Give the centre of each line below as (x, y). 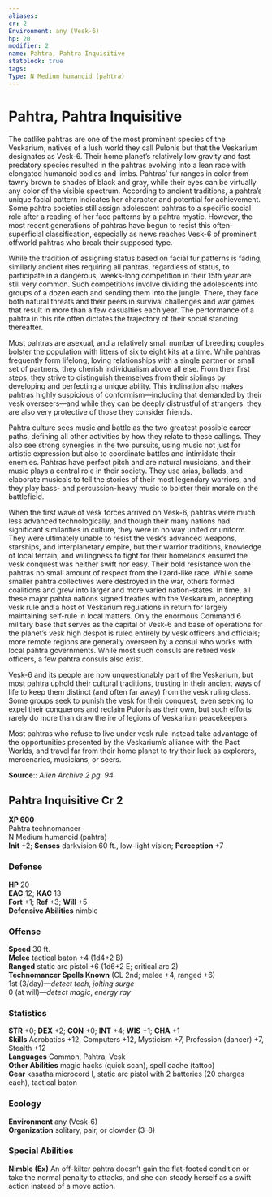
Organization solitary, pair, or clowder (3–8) (82, 1130)
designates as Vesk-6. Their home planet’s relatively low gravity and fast (130, 156)
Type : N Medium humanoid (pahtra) (67, 76)
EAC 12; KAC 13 (35, 893)
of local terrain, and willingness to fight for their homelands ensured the (128, 555)
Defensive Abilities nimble (53, 911)
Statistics (28, 1013)
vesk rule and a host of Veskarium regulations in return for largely (118, 607)
